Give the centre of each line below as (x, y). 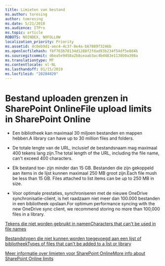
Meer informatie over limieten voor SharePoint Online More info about (75, 253)
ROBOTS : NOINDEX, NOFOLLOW (33, 38)
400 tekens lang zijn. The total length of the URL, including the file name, (86, 153)
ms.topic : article (24, 33)
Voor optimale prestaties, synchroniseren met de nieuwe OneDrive (80, 193)
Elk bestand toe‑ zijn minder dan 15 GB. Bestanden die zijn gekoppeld (83, 168)
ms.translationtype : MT (30, 60)
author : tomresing (24, 19)
